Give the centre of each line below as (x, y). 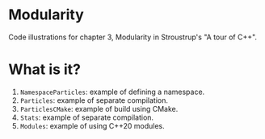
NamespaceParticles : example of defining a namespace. (112, 92)
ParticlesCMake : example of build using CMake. (99, 108)
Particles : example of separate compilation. (94, 100)
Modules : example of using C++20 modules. (93, 125)
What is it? (45, 69)
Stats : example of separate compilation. (87, 117)
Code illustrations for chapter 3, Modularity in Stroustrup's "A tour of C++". (132, 37)
